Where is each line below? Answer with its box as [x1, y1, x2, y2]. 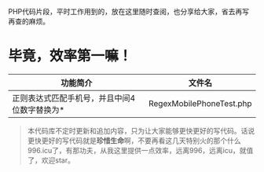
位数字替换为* [12, 104, 65, 115]
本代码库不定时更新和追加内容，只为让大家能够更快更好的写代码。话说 [27, 126, 255, 135]
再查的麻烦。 [8, 16, 49, 26]
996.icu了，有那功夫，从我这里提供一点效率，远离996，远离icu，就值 [27, 145, 254, 155]
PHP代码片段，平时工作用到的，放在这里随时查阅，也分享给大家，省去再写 [8, 7, 250, 16]
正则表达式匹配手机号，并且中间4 [12, 93, 136, 104]
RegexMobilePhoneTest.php [148, 97, 252, 108]
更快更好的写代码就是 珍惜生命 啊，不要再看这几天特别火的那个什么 [27, 136, 241, 145]
